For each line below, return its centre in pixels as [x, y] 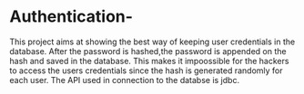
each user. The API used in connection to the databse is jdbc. [124, 80]
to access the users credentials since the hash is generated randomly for [146, 70]
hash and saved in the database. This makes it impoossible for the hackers [149, 61]
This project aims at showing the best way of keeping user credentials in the [152, 42]
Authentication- [71, 17]
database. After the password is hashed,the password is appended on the [148, 51]
